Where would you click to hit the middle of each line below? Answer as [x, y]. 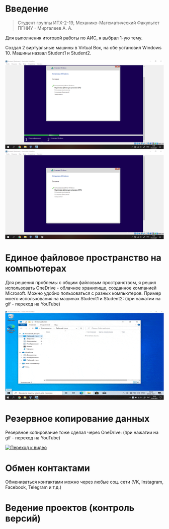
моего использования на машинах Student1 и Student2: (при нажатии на [83, 298]
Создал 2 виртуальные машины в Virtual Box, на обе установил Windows [83, 47]
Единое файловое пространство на [83, 258]
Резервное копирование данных [77, 418]
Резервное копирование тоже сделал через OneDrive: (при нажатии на [82, 433]
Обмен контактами [48, 468]
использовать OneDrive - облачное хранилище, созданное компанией [81, 288]
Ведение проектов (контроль [70, 508]
